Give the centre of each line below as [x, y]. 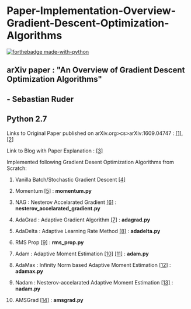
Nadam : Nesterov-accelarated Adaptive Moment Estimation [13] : [94, 282]
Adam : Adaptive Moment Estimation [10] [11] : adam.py [82, 254]
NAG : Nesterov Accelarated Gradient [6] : [66, 202]
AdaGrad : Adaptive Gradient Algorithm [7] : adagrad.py [83, 220]
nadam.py [28, 289]
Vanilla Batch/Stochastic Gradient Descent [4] [70, 179]
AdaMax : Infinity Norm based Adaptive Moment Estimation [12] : [93, 265]
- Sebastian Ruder [40, 99]
